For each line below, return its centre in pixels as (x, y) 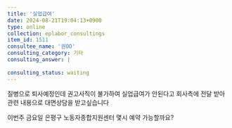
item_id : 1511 (28, 40)
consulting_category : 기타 (45, 53)
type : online (26, 27)
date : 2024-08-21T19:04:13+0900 (54, 20)
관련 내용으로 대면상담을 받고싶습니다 (58, 102)
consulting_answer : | (39, 60)
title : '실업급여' (31, 14)
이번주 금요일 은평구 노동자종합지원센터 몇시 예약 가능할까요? (91, 117)
